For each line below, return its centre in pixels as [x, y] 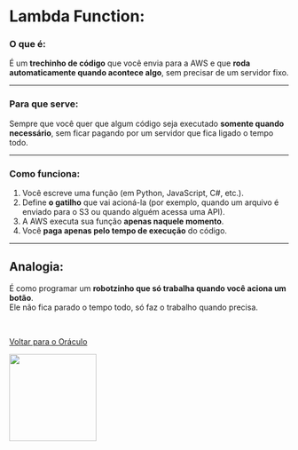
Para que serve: [44, 104]
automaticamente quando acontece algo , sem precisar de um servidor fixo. [149, 73]
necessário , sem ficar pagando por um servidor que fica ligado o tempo [141, 133]
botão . [21, 297]
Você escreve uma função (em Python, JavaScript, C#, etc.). [133, 193]
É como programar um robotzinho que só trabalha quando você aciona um [148, 288]
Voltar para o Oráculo [48, 341]
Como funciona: [45, 173]
